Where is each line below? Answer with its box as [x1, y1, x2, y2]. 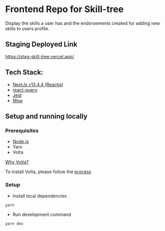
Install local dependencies [12, 193, 67, 199]
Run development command [12, 211, 71, 217]
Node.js [12, 138, 29, 144]
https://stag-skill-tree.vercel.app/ [5, 53, 74, 59]
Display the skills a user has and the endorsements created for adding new [5, 20, 160, 26]
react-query [12, 87, 38, 93]
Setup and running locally [5, 112, 88, 120]
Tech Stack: [5, 68, 44, 76]
